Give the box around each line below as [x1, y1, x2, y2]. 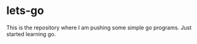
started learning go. [6, 30, 56, 37]
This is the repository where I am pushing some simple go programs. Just [6, 24, 192, 31]
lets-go [6, 4, 44, 18]
